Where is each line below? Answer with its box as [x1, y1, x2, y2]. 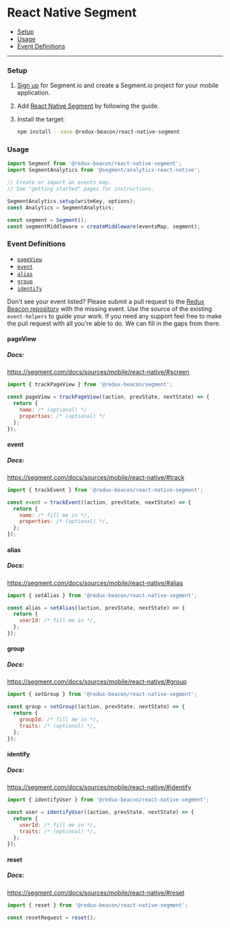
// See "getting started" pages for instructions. [7, 185, 155, 193]
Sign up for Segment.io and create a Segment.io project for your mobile [16, 81, 219, 90]
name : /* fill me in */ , [19, 511, 90, 519]
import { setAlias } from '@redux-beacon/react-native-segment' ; [7, 592, 197, 599]
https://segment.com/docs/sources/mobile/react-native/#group [7, 677, 187, 686]
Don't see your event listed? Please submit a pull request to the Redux [7, 297, 205, 305]
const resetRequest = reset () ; [7, 914, 97, 921]
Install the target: [16, 115, 65, 124]
